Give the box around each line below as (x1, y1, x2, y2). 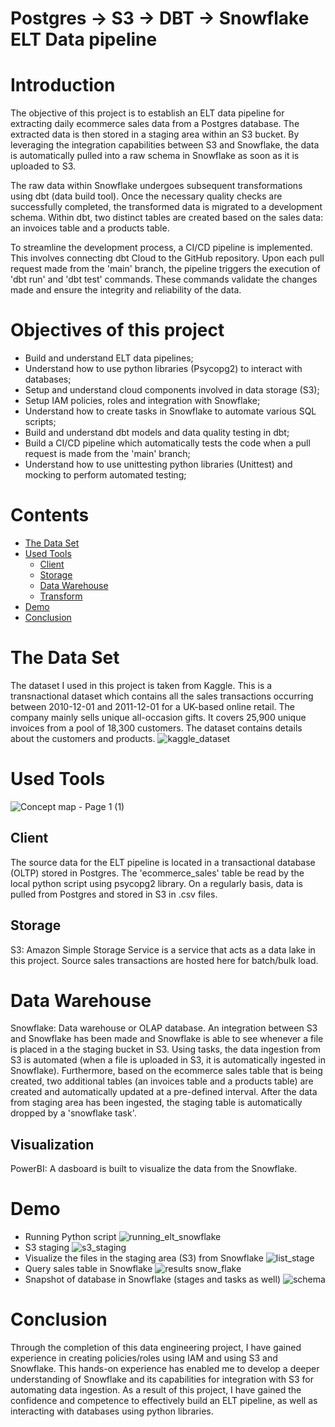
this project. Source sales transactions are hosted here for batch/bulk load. (10, 954, 319, 966)
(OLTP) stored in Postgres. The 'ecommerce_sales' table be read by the (10, 867, 305, 879)
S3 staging (24, 1242, 70, 1254)
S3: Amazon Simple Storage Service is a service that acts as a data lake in (10, 943, 316, 956)
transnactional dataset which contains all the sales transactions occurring (10, 690, 314, 702)
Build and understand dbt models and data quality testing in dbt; (24, 427, 290, 439)
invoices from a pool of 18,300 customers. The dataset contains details (10, 722, 303, 734)
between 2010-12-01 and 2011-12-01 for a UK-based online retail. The (10, 700, 296, 712)
